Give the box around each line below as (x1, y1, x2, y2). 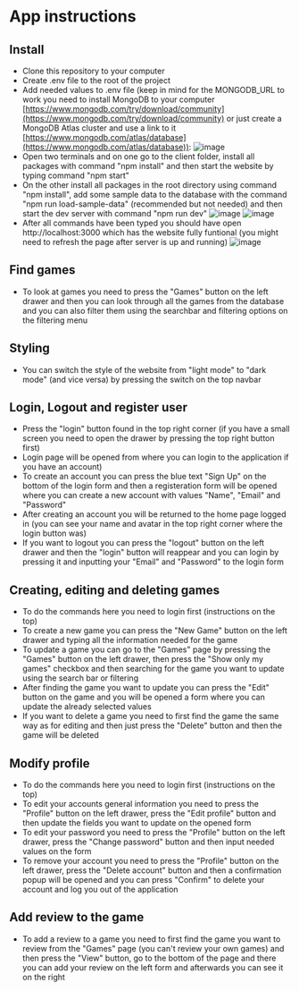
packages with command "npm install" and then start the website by (21, 161, 274, 171)
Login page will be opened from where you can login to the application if (21, 452, 289, 462)
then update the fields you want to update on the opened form (21, 817, 252, 828)
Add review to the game (9, 910, 145, 925)
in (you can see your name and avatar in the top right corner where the (21, 519, 283, 529)
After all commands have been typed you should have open (21, 217, 242, 228)
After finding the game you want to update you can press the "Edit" (21, 682, 270, 693)
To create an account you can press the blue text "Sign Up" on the (21, 471, 267, 482)
